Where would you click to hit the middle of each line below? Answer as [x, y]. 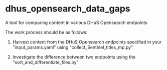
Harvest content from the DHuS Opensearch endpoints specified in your [87, 42]
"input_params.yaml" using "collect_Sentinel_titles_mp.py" [73, 47]
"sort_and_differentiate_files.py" [45, 62]
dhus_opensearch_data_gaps [68, 9]
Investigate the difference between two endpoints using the [74, 57]
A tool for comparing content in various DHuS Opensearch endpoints [76, 22]
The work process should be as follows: [46, 32]
